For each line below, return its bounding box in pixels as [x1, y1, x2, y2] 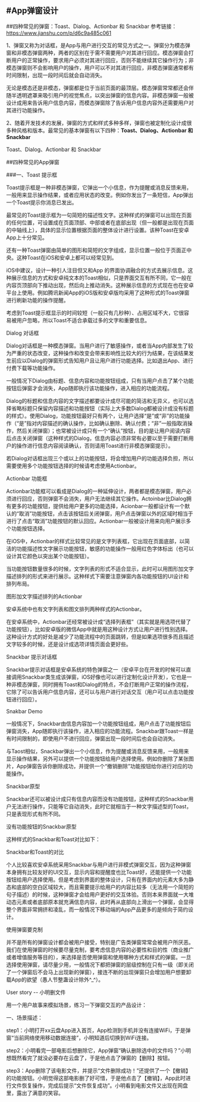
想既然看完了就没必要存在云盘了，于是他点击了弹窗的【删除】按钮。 [6, 1054, 173, 1061]
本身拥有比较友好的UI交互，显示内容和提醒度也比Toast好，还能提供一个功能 [6, 868, 192, 876]
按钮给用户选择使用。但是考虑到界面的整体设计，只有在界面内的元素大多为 [6, 876, 189, 883]
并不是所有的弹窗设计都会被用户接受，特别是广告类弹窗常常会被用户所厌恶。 [6, 938, 194, 946]
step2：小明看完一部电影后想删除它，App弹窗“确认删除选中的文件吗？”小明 [6, 1046, 192, 1054]
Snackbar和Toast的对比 [6, 848, 64, 855]
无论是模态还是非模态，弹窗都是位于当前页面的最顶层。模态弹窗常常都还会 [6, 84, 189, 91]
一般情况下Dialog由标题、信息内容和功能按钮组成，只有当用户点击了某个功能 [6, 377, 194, 384]
